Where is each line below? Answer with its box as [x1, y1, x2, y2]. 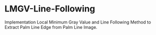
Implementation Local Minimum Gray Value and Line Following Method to [4, 19, 152, 25]
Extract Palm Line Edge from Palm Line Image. [4, 24, 97, 30]
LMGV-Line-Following [4, 3, 96, 14]
